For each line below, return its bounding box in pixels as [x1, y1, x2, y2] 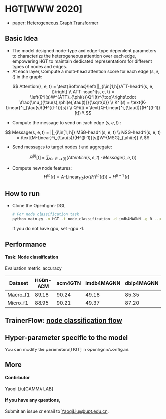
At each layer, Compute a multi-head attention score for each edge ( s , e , [12, 69, 160, 74]
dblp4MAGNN [125, 279, 159, 286]
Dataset [9, 279, 28, 286]
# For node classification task [12, 212, 79, 217]
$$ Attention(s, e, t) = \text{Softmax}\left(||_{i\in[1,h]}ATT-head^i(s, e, [12, 83, 154, 89]
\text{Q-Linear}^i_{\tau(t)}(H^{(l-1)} [89, 104, 161, 110]
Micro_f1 [7, 299, 29, 306]
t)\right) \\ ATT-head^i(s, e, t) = [51, 88, 115, 95]
